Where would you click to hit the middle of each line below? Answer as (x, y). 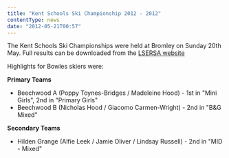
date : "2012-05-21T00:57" (44, 26)
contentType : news (33, 20)
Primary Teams (29, 80)
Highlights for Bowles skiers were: (55, 67)
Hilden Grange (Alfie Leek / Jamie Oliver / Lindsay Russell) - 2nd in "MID (120, 142)
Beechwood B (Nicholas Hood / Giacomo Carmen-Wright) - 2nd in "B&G (119, 108)
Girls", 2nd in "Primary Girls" (57, 100)
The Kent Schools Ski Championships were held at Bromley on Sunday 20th (114, 46)
